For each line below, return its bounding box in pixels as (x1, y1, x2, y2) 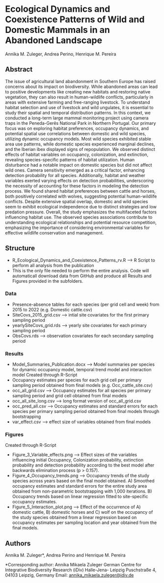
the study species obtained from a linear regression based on (12, 515, 137, 521)
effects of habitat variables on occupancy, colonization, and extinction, (5, 151, 149, 157)
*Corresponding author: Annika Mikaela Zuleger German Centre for (5, 562, 142, 568)
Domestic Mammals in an (5, 25, 110, 35)
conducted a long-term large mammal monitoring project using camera (5, 115, 149, 121)
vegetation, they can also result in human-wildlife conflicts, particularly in (5, 94, 154, 100)
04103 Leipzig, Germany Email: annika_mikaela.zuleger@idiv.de (5, 572, 134, 578)
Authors (5, 539, 31, 548)
